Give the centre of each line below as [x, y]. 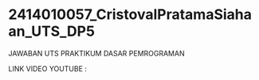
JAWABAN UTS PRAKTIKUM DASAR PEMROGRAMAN [96, 53]
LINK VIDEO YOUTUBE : [48, 68]
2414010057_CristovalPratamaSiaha [130, 15]
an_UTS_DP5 [52, 31]
